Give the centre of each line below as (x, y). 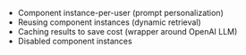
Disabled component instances (75, 41)
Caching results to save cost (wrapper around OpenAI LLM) (127, 31)
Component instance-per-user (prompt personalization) (120, 13)
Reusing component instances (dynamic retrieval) (109, 22)
